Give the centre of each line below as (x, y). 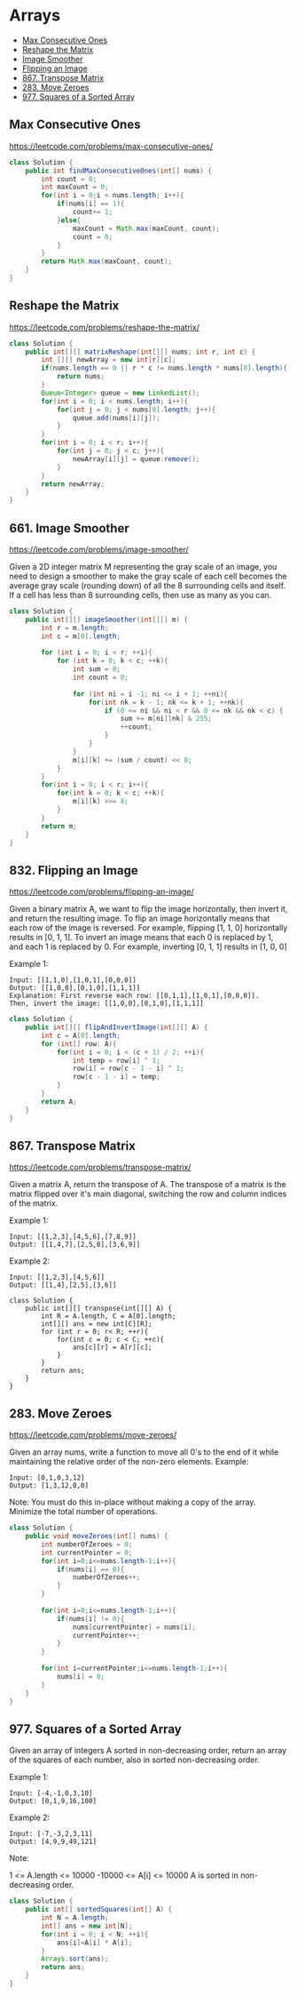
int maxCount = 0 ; (75, 188)
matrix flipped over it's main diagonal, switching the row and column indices (148, 1194)
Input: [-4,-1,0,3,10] (51, 1793)
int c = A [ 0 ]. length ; (81, 1035)
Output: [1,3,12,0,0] (49, 1486)
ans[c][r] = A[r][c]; (112, 1347)
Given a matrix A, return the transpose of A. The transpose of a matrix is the (148, 1185)
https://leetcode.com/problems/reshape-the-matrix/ (104, 327)
